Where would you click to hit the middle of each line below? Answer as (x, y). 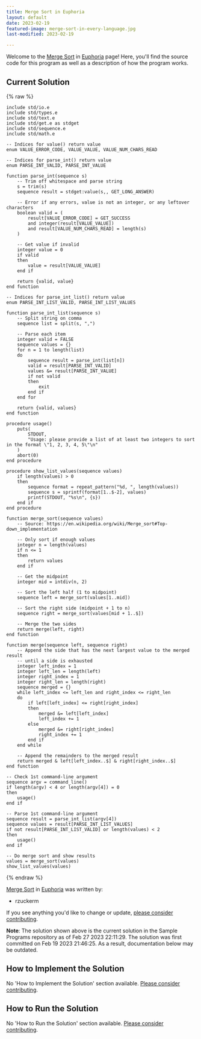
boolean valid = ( (40, 213)
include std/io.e (28, 107)
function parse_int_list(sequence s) (54, 313)
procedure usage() (29, 423)
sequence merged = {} (44, 687)
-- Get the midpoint (43, 576)
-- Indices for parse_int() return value (59, 160)
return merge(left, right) (51, 629)
